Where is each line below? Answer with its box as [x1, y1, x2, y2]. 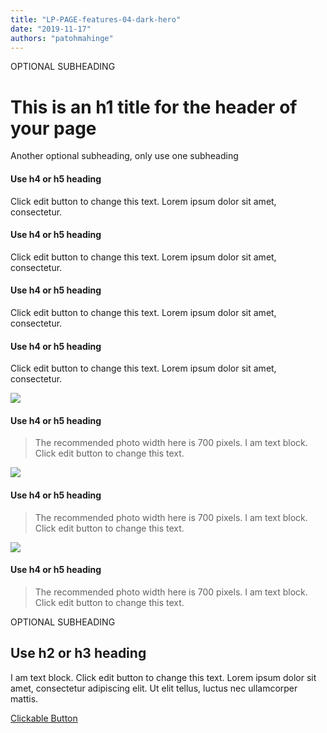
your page [10, 117, 97, 140]
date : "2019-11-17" [10, 24, 92, 34]
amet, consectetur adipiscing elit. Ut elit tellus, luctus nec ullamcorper [10, 682, 298, 694]
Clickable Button [10, 712, 78, 724]
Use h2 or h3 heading [10, 645, 147, 662]
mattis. [10, 692, 39, 705]
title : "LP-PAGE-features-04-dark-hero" [10, 14, 182, 25]
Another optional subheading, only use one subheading [10, 150, 239, 162]
